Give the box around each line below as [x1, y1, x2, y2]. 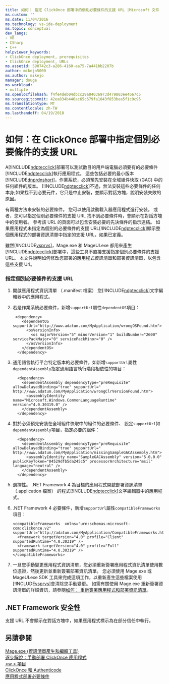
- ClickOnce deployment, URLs [5, 59, 69, 64]
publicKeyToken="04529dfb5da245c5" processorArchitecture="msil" [12, 459, 153, 464]
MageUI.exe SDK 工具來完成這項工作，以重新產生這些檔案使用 [12, 575, 142, 581]
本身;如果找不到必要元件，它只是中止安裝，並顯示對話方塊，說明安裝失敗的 [5, 189, 161, 195]
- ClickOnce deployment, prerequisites [5, 54, 89, 60]
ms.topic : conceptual [5, 26, 51, 31]
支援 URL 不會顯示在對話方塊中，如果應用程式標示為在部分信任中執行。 [5, 617, 154, 623]
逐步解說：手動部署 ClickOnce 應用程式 [5, 654, 87, 660]
